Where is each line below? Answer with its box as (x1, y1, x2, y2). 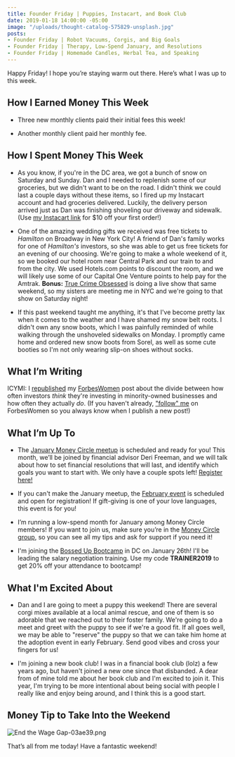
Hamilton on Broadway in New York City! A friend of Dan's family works (17, 234, 225, 243)
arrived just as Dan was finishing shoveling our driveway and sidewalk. (17, 206, 222, 214)
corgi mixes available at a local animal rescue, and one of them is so (17, 608, 215, 616)
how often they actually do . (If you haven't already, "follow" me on (7, 399, 199, 408)
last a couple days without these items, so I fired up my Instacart (17, 191, 205, 199)
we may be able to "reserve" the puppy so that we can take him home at (17, 630, 227, 639)
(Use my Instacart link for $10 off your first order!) (17, 213, 162, 222)
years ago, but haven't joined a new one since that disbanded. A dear (17, 666, 219, 675)
